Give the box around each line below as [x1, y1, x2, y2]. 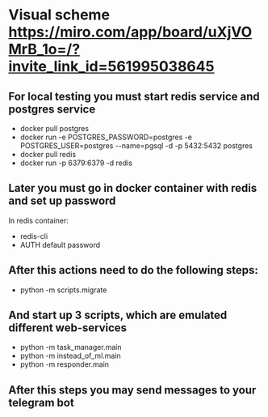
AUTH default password [19, 240, 101, 249]
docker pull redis [19, 150, 77, 159]
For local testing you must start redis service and [8, 89, 260, 103]
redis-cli [19, 231, 48, 240]
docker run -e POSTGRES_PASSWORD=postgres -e [19, 132, 192, 142]
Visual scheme [8, 6, 111, 24]
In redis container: [8, 215, 69, 225]
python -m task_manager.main [19, 343, 122, 352]
